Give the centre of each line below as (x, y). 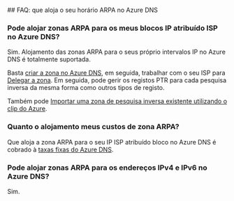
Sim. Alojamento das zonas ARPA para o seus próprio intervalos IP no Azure (116, 52)
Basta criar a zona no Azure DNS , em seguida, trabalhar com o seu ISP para (116, 73)
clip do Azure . (27, 109)
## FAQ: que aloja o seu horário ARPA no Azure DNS (83, 10)
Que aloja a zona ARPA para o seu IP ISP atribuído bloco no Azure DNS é (112, 142)
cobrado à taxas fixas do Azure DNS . (60, 149)
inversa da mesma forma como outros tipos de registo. (86, 88)
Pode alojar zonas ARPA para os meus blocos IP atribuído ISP (112, 28)
